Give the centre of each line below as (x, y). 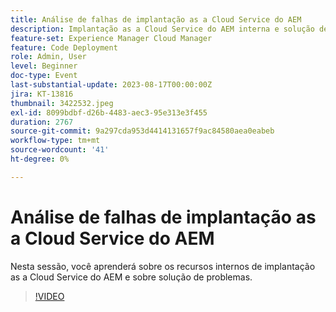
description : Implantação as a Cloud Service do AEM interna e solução (162, 29)
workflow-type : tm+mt (55, 141)
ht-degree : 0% (40, 159)
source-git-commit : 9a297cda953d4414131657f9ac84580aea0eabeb (142, 131)
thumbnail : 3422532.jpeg (62, 103)
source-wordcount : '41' (60, 150)
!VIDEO (49, 296)
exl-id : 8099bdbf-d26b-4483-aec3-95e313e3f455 (109, 112)
